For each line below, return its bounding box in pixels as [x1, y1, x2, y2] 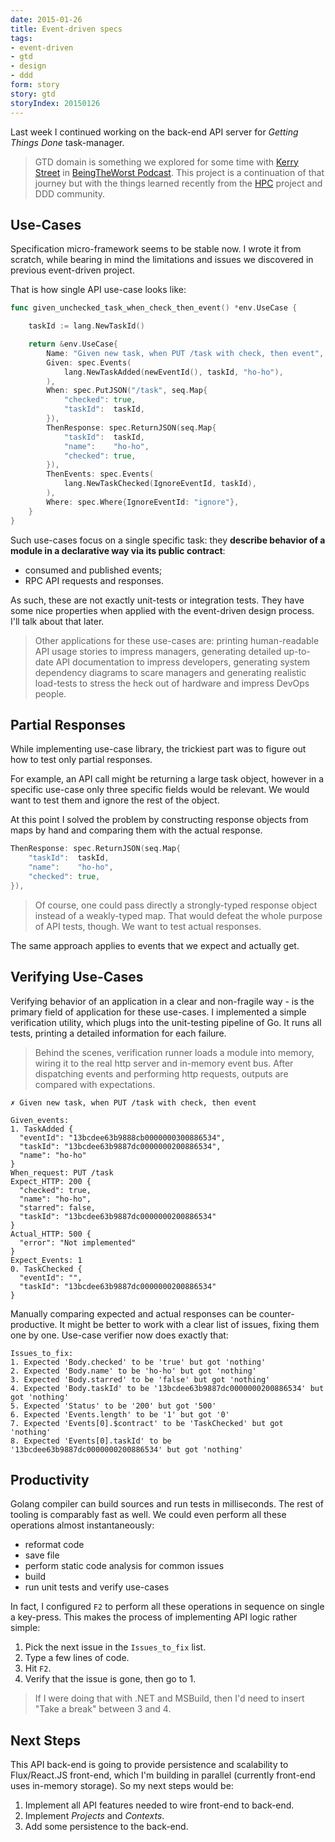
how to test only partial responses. [10, 754, 153, 766]
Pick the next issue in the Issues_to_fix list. [24, 1641, 207, 1653]
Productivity [10, 1471, 90, 1488]
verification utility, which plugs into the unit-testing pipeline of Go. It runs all [10, 1016, 322, 1028]
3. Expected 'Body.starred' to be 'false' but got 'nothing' [10, 1374, 271, 1385]
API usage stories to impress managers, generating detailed [34, 645, 282, 657]
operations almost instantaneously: [10, 1519, 155, 1531]
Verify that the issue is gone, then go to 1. [24, 1673, 197, 1685]
